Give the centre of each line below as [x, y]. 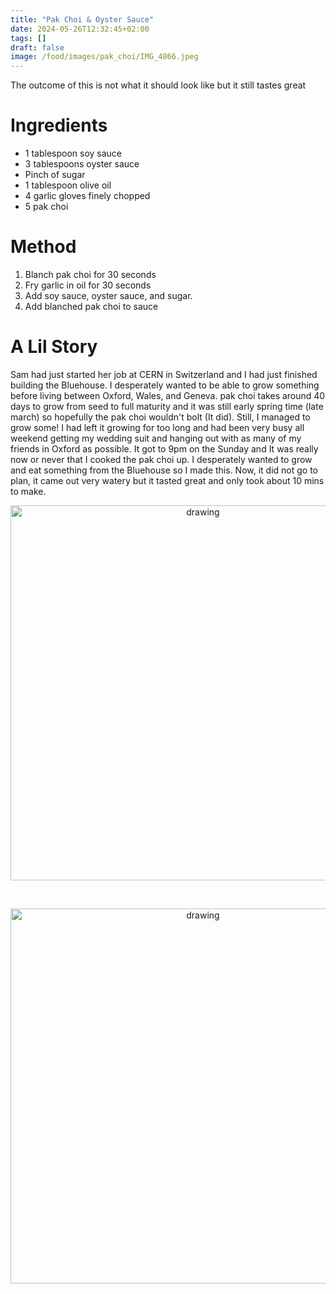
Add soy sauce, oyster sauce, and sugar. [108, 295]
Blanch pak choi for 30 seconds [90, 274]
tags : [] [28, 38]
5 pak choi [46, 207]
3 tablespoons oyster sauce [82, 164]
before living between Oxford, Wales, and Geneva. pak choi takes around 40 [168, 395]
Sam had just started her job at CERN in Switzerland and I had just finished [164, 374]
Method [43, 247]
